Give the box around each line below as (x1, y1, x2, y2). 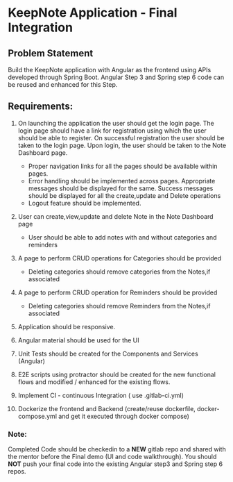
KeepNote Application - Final (8, 5, 178, 21)
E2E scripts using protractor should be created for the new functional (17, 370, 216, 379)
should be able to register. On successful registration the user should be (17, 133, 225, 142)
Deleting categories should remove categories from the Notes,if (28, 267, 211, 276)
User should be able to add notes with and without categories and (28, 233, 217, 241)
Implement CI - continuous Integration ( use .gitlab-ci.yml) (17, 391, 184, 399)
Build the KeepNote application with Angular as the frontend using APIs (8, 66, 212, 74)
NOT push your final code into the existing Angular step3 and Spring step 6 (8, 460, 223, 468)
